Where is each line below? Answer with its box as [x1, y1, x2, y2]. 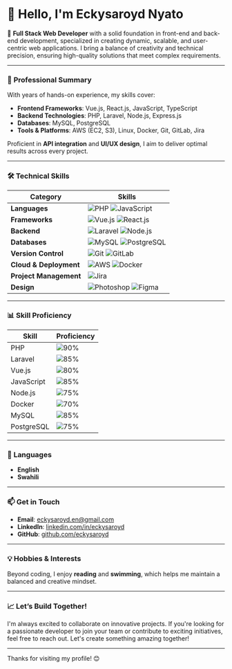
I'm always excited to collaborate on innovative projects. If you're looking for [7, 620, 224, 628]
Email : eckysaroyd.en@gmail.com [17, 515, 115, 524]
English [17, 465, 40, 474]
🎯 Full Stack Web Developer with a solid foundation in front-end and [7, 29, 202, 37]
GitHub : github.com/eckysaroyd [17, 530, 109, 539]
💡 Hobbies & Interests [7, 554, 81, 564]
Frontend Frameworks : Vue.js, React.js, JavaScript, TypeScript [17, 104, 198, 113]
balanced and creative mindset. [7, 577, 97, 585]
